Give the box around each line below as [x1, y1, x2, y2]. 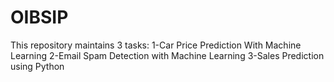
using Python [10, 60, 65, 72]
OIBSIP [10, 6, 69, 29]
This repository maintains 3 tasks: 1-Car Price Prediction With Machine [10, 39, 302, 51]
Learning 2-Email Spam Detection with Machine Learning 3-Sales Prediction [10, 49, 325, 61]
